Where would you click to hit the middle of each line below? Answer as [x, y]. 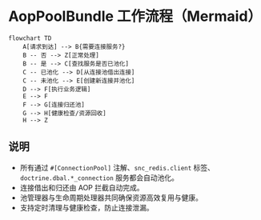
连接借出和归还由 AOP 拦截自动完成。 [82, 187]
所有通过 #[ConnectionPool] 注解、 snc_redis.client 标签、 [117, 167]
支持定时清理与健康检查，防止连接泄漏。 [86, 207]
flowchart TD [30, 38]
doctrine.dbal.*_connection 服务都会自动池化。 [99, 178]
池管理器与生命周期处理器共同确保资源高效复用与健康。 [111, 198]
